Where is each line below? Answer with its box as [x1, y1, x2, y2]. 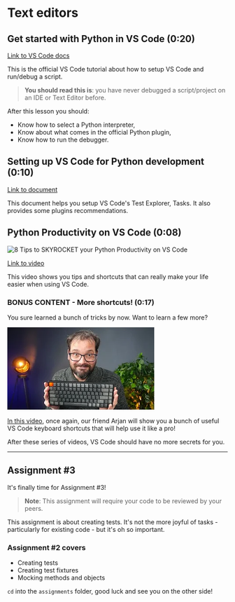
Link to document [7, 185, 58, 193]
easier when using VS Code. [7, 280, 90, 288]
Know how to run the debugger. [17, 135, 109, 144]
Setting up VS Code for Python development [7, 156, 205, 167]
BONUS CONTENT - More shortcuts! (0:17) [7, 297, 155, 307]
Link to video [7, 259, 45, 267]
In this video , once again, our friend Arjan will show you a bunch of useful [7, 416, 220, 425]
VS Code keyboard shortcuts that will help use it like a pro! [7, 424, 176, 432]
